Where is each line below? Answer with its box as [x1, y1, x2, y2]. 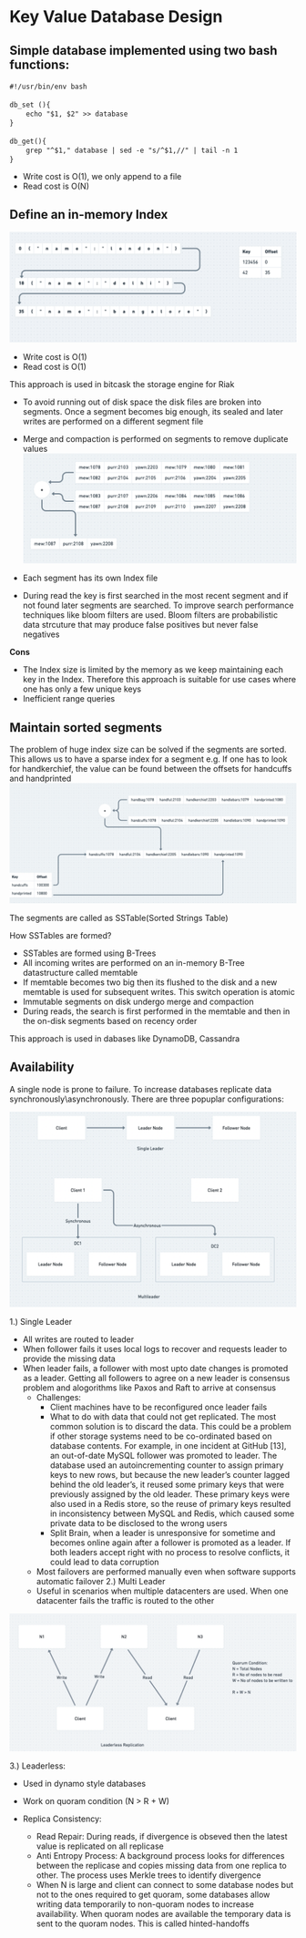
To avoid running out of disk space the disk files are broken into [22, 396, 262, 407]
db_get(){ [9, 137, 47, 146]
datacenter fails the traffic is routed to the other [36, 1594, 215, 1605]
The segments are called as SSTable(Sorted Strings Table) [9, 912, 229, 923]
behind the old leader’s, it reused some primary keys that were [49, 1479, 285, 1490]
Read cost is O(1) [22, 361, 87, 372]
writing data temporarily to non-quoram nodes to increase [36, 1898, 255, 1910]
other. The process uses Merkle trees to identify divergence [36, 1870, 261, 1881]
